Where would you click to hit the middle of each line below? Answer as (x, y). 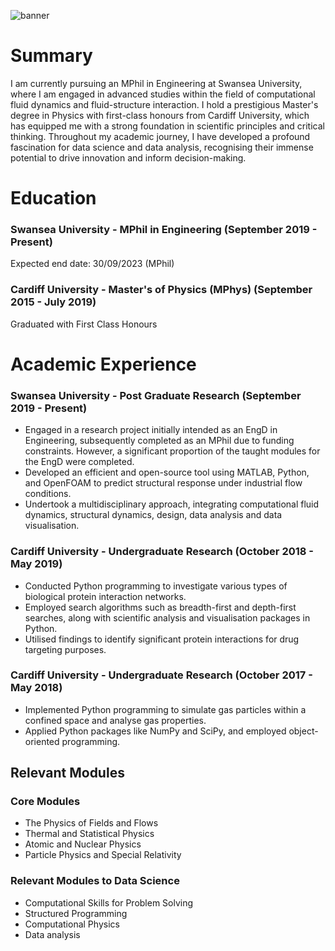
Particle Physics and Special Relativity (103, 855)
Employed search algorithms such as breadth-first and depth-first (160, 607)
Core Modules (45, 802)
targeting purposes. (65, 649)
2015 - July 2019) (53, 302)
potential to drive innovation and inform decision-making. (128, 157)
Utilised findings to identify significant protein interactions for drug (162, 639)
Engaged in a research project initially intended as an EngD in (151, 430)
